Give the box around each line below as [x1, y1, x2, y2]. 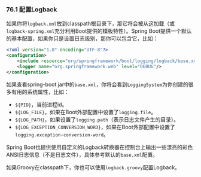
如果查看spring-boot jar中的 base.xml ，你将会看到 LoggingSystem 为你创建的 [6, 81, 188, 88]
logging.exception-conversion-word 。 [14, 130, 109, 138]
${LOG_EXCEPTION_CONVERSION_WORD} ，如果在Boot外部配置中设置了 [14, 123, 175, 130]
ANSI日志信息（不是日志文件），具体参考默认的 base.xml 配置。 [6, 151, 159, 158]
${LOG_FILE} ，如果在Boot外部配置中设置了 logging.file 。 [14, 108, 157, 115]
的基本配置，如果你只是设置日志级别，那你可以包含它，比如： [6, 35, 159, 42]
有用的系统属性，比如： [11, 88, 69, 95]
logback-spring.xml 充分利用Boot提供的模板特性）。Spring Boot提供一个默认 [6, 28, 193, 35]
